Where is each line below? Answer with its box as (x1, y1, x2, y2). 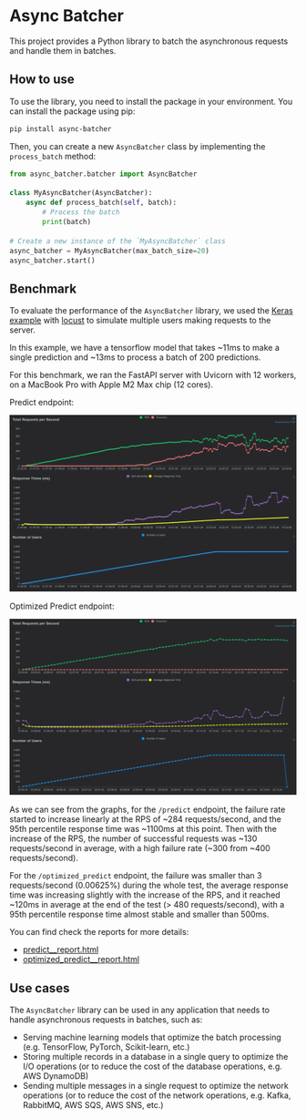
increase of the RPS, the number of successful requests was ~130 (9, 833, 258, 844)
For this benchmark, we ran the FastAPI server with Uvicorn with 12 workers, (9, 370, 297, 381)
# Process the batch (42, 208, 120, 217)
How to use (9, 72, 75, 87)
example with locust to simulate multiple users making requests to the (9, 315, 271, 326)
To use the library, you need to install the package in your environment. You (9, 96, 293, 107)
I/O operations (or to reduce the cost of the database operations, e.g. (22, 1061, 282, 1072)
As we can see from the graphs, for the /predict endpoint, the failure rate (9, 804, 286, 816)
